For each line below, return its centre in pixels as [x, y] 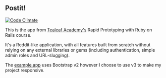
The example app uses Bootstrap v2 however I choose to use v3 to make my [83, 65]
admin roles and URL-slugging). [37, 55]
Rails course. [18, 35]
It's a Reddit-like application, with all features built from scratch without [78, 45]
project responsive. [25, 70]
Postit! [16, 8]
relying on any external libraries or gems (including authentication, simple [80, 50]
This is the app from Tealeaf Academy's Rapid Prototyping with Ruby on [79, 30]
